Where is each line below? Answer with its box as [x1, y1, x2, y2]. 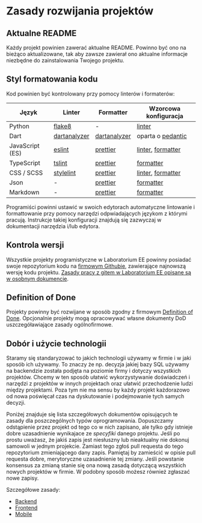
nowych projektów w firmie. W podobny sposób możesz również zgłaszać [6, 468, 191, 476]
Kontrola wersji [6, 240, 64, 250]
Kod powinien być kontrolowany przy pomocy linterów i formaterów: [6, 90, 176, 97]
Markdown [9, 188, 40, 196]
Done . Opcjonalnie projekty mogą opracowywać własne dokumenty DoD [6, 315, 186, 322]
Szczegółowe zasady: [6, 486, 61, 494]
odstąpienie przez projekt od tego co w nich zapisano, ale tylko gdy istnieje [6, 423, 193, 431]
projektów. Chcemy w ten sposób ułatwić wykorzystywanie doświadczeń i [6, 373, 191, 381]
